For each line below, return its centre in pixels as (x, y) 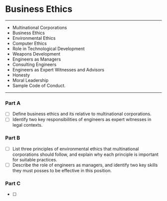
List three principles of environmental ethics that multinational (76, 149)
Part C (13, 183)
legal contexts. (27, 125)
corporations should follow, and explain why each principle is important (85, 154)
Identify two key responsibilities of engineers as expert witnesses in (82, 120)
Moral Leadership (30, 80)
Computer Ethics (30, 43)
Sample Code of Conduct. (39, 85)
